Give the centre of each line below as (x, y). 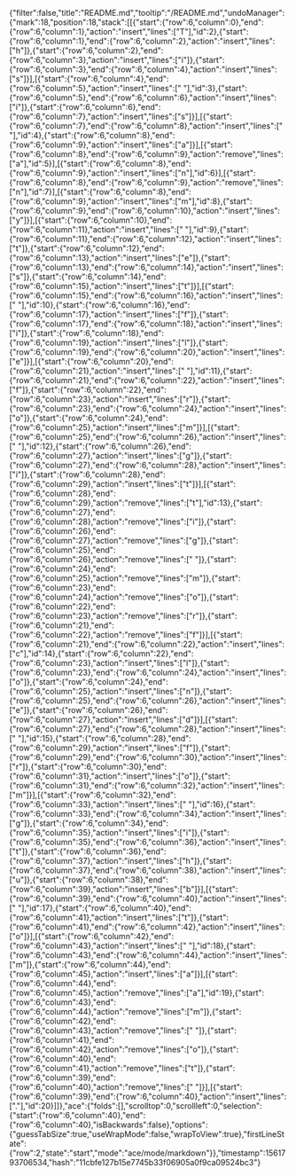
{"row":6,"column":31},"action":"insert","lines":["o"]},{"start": (120, 776)
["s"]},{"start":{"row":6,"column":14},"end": (88, 277)
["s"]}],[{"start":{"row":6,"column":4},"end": (89, 78)
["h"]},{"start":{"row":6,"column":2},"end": (86, 51)
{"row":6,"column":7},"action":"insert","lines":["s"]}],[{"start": (121, 116)
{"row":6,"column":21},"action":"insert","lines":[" (97, 371)
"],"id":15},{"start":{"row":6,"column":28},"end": (105, 738)
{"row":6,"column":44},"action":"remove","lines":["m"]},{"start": (125, 1011)
